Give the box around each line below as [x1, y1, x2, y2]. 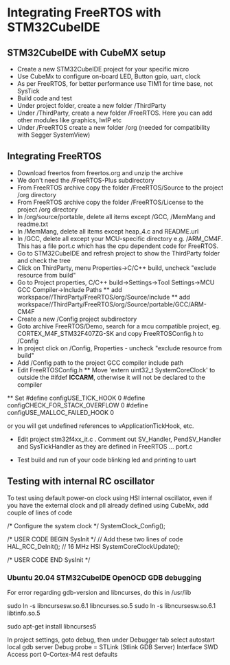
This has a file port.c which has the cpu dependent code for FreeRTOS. [16, 242, 218, 250]
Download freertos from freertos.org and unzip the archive [16, 168, 183, 177]
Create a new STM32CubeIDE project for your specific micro [16, 65, 189, 73]
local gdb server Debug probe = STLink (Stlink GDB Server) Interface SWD [7, 642, 218, 651]
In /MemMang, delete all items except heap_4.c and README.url [16, 227, 199, 235]
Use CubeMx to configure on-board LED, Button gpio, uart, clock [16, 72, 201, 80]
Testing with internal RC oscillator [7, 475, 155, 487]
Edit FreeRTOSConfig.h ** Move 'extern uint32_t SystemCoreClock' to [16, 365, 216, 374]
